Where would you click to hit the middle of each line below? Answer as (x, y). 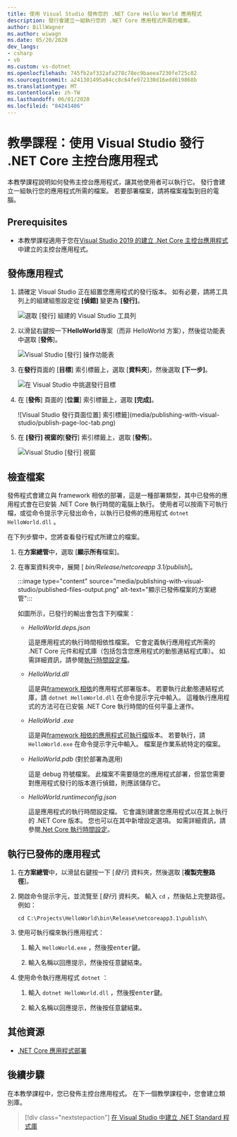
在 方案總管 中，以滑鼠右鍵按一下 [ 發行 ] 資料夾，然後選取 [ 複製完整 (113, 872)
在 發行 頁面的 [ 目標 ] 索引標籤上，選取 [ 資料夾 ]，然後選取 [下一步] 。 (114, 370)
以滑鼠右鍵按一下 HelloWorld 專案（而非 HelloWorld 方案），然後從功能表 (121, 331)
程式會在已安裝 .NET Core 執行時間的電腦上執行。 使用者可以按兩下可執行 (120, 504)
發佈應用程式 (35, 274)
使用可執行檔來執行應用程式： (61, 932)
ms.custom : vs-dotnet (39, 67)
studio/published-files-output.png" (68, 590)
